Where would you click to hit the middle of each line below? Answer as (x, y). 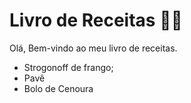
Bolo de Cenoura (58, 88)
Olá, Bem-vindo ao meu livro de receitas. (93, 48)
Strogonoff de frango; (68, 67)
